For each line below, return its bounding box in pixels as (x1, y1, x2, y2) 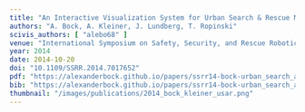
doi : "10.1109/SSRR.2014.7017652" (9, 64, 141, 73)
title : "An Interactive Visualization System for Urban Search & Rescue (9, 13, 290, 23)
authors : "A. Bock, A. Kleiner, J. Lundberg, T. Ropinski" (9, 22, 238, 31)
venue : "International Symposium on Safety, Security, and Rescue (9, 38, 266, 48)
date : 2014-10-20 (9, 55, 75, 64)
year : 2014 (9, 47, 51, 56)
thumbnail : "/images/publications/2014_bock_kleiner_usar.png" (9, 89, 254, 98)
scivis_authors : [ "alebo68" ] (9, 30, 128, 39)
